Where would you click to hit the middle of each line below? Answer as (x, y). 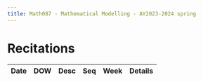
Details (141, 71)
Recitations (41, 48)
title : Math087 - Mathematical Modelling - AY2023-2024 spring (102, 14)
